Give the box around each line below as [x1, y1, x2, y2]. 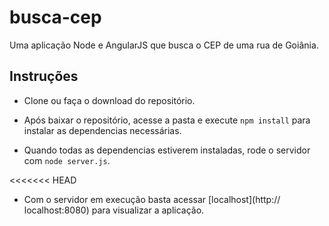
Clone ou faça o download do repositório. [23, 94, 196, 106]
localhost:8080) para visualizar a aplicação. [23, 204, 205, 216]
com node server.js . [23, 154, 111, 166]
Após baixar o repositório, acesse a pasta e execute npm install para [23, 114, 311, 126]
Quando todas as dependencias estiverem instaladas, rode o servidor [23, 144, 311, 156]
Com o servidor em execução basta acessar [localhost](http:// [23, 193, 281, 205]
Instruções [9, 68, 79, 85]
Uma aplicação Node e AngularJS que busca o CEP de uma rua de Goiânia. [9, 39, 319, 51]
